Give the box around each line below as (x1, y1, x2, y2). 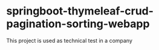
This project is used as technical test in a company (6, 37, 133, 44)
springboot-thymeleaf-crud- (6, 4, 154, 18)
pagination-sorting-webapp (6, 17, 150, 31)
